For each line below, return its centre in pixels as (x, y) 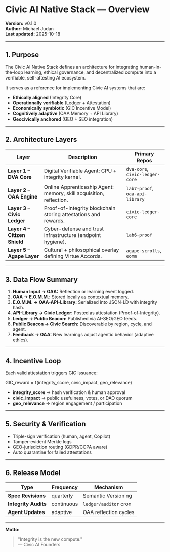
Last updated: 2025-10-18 (33, 34)
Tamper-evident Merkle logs (42, 441)
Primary (144, 154)
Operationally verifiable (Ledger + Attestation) (61, 103)
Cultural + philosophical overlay (81, 250)
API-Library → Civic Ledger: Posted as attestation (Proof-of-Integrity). (86, 313)
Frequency (65, 487)
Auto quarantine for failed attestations (52, 452)
